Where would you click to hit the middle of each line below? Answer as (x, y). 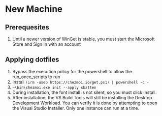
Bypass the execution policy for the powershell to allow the (72, 71)
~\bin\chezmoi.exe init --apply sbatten (54, 87)
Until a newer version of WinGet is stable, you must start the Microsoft (83, 39)
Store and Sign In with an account (47, 44)
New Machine (34, 9)
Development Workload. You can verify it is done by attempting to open (85, 103)
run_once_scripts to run (36, 77)
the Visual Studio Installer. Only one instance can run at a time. (76, 108)
